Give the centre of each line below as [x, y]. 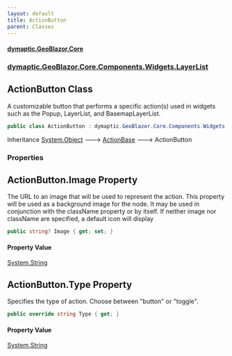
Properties [25, 157]
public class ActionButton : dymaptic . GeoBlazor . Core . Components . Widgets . [118, 126]
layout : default [31, 14]
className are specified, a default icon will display [81, 219]
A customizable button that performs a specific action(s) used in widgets [111, 106]
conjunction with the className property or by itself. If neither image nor [112, 211]
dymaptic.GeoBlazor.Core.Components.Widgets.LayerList [108, 67]
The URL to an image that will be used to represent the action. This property [116, 197]
